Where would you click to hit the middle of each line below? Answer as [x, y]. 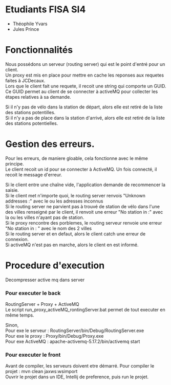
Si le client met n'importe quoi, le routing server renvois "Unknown [76, 195]
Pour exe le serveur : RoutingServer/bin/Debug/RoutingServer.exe [75, 331]
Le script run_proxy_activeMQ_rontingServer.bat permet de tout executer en [85, 310]
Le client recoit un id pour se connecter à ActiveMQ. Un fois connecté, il [81, 169]
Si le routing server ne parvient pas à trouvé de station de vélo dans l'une [83, 206]
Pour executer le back [33, 293]
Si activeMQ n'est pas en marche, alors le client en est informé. [72, 245]
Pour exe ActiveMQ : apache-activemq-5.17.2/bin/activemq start [73, 342]
